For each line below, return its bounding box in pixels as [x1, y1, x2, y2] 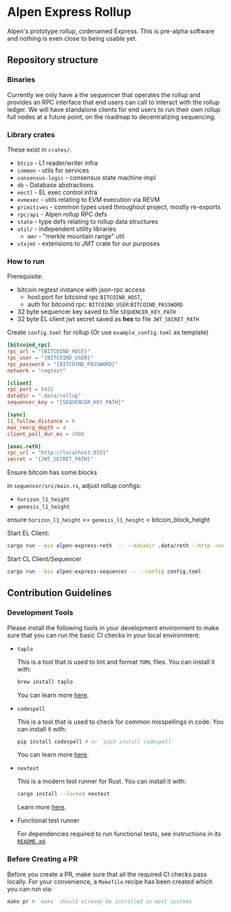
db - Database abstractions [16, 181, 94, 189]
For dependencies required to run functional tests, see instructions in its [16, 830, 221, 838]
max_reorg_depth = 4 [7, 424, 67, 431]
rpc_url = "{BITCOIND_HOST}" [7, 348, 91, 355]
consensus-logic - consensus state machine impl [16, 173, 156, 181]
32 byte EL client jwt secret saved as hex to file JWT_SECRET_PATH [16, 315, 199, 323]
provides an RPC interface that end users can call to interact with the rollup [7, 98, 220, 106]
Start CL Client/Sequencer [7, 555, 82, 563]
